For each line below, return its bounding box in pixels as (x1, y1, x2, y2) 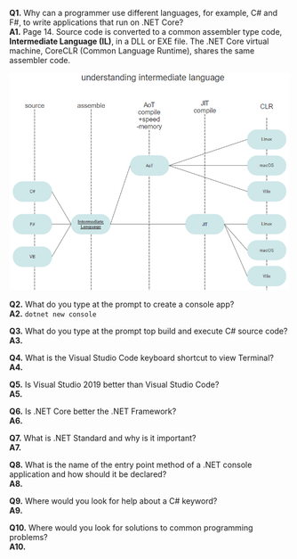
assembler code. (9, 55, 71, 65)
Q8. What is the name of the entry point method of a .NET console (9, 459, 253, 471)
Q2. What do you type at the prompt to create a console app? (9, 299, 235, 310)
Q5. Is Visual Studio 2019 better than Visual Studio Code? (9, 379, 220, 390)
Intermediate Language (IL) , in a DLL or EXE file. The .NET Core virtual (9, 36, 269, 46)
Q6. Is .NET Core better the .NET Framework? (9, 406, 177, 417)
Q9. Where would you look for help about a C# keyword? (9, 496, 218, 506)
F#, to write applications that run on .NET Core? (9, 17, 184, 28)
